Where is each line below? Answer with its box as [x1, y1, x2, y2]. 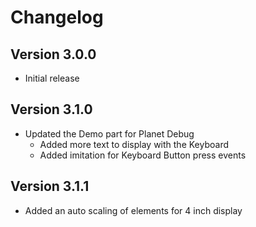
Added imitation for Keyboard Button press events [39, 149, 247, 161]
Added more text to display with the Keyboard [39, 138, 229, 150]
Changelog [10, 6, 104, 29]
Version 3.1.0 [10, 101, 93, 118]
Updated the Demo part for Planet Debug [24, 127, 195, 140]
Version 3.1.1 [10, 178, 90, 195]
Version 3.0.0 [10, 46, 97, 63]
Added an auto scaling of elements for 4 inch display [24, 204, 243, 216]
